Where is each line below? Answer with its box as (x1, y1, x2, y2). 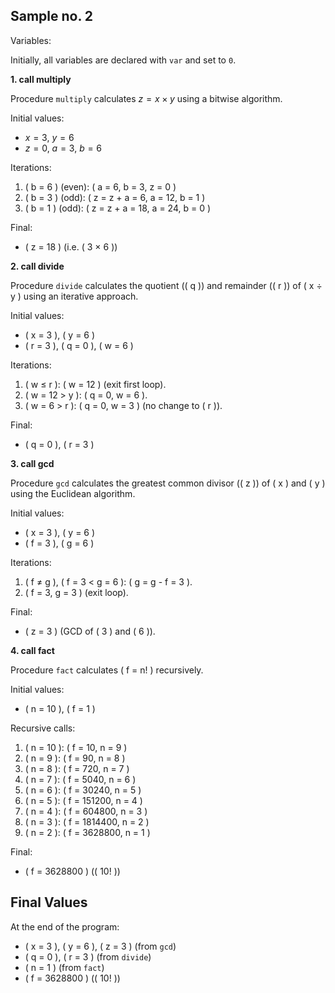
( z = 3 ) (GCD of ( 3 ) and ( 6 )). (24, 625, 156, 637)
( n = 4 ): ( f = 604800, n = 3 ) (24, 805, 148, 817)
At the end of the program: (10, 920, 120, 933)
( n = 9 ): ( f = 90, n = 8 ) (24, 752, 126, 764)
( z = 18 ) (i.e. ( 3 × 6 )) (24, 240, 118, 253)
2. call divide (10, 260, 65, 272)
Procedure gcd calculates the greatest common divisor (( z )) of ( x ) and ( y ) (10, 477, 326, 489)
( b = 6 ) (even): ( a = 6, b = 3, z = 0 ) (24, 180, 177, 193)
